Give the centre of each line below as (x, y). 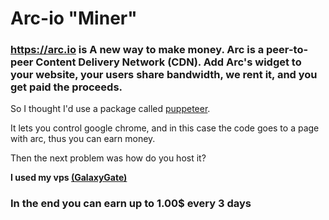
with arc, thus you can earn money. (83, 139)
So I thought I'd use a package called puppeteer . (110, 109)
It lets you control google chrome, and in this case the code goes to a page (165, 128)
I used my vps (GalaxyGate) (69, 178)
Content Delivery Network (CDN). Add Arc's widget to (168, 62)
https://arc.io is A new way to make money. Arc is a (137, 50)
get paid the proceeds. (66, 87)
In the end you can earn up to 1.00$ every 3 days (131, 204)
